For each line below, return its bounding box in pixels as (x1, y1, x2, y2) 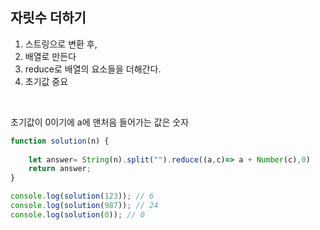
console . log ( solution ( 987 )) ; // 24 (10, 201, 159, 211)
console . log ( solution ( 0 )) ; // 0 (10, 209, 145, 220)
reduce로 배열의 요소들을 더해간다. (24, 63, 162, 75)
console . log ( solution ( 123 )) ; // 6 (10, 191, 155, 202)
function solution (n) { (10, 136, 110, 146)
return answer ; (28, 164, 92, 174)
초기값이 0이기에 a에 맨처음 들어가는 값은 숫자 (10, 116, 190, 128)
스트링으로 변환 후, (24, 38, 98, 50)
